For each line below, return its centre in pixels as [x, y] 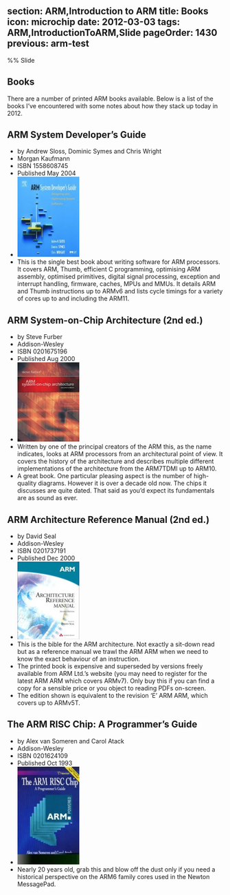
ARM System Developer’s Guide [77, 135]
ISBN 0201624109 [43, 755]
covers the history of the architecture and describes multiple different [115, 462]
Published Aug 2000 [46, 359]
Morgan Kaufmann [43, 158]
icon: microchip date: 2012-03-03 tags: [94, 22]
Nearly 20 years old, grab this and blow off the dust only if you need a [116, 869]
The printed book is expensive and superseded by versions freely [110, 666]
